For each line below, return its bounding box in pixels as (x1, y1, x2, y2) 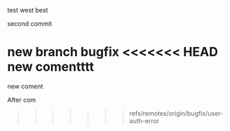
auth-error (129, 116, 160, 125)
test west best (7, 6, 48, 14)
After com (7, 95, 36, 104)
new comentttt (7, 59, 95, 75)
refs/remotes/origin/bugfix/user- (129, 109, 224, 118)
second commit (7, 20, 53, 27)
